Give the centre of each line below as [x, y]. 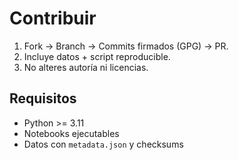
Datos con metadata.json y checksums [103, 144]
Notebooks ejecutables [71, 133]
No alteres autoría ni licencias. [86, 67]
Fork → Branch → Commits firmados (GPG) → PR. [126, 46]
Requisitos [43, 98]
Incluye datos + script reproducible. [97, 56]
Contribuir [53, 18]
